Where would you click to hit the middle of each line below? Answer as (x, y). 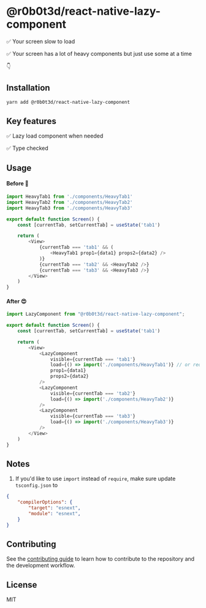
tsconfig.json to (36, 485)
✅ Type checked (28, 148)
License (22, 585)
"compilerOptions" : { (45, 502)
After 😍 (17, 301)
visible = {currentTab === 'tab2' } (93, 393)
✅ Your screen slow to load (41, 41)
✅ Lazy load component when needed (55, 136)
